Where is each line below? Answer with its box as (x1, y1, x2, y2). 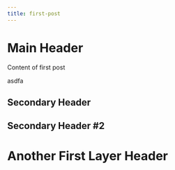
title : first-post (7, 10, 61, 17)
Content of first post (7, 63, 66, 71)
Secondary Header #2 (7, 120, 105, 132)
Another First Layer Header (7, 148, 169, 164)
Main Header (7, 40, 84, 56)
